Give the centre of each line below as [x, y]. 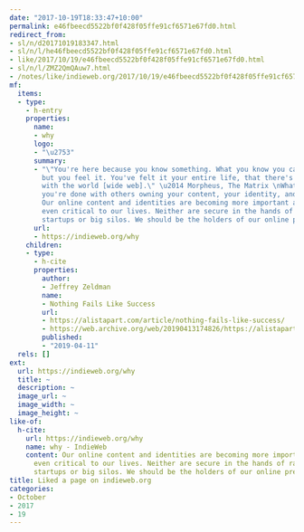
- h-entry [44, 110]
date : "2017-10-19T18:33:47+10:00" [76, 18]
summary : [50, 161]
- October [28, 497]
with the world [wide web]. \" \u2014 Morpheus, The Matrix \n [161, 186]
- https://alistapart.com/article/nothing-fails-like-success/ [163, 321]
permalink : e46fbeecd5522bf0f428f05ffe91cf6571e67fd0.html [123, 26]
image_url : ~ [42, 396]
